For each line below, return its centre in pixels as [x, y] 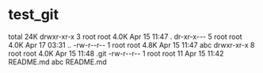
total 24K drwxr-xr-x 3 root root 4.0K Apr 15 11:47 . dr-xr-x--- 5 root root [126, 36]
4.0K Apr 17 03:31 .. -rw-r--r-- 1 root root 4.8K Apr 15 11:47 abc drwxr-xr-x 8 [131, 44]
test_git [34, 15]
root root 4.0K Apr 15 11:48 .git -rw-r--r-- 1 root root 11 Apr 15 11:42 [116, 53]
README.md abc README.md [57, 62]
